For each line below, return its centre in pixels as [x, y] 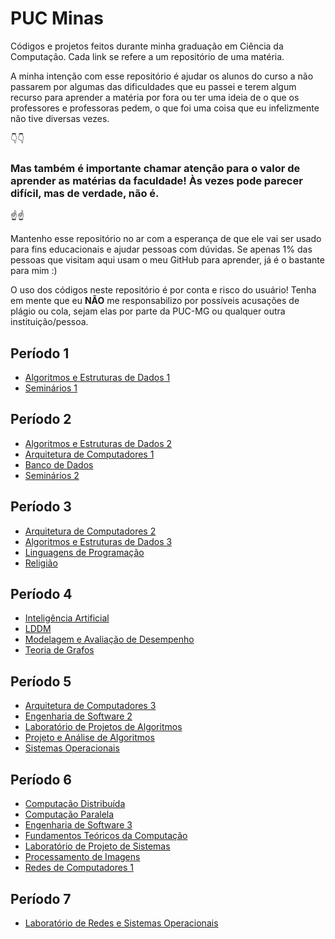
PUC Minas [57, 18]
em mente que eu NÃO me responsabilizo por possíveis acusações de [155, 301]
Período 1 [40, 353]
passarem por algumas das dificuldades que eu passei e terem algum [153, 86]
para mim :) [34, 271]
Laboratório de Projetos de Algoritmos [103, 727]
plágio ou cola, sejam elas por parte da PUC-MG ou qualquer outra [148, 311]
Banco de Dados [59, 464]
